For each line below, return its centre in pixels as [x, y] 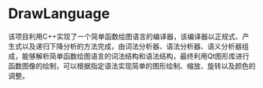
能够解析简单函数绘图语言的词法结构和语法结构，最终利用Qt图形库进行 [135, 56]
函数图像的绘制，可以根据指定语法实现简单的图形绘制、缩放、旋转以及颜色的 [132, 66]
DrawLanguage [59, 14]
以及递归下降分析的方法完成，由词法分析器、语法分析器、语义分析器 [131, 46]
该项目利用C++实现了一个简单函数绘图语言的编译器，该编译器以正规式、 [125, 36]
